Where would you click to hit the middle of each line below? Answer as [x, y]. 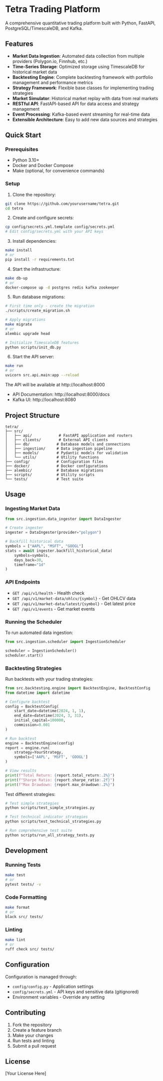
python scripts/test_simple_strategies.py [50, 808]
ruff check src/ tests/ [30, 949]
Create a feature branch [37, 1030]
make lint [15, 940]
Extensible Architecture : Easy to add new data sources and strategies [85, 119]
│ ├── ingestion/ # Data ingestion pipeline [59, 449]
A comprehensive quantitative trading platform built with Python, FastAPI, [81, 23]
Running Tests [23, 865]
